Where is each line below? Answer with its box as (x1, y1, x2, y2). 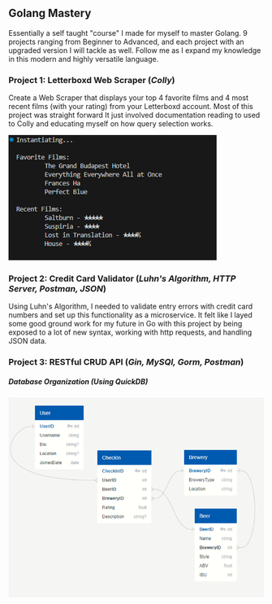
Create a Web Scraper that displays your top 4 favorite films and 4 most (8, 93, 249, 103)
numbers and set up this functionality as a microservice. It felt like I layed (8, 310, 253, 320)
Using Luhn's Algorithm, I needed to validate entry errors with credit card (8, 301, 253, 312)
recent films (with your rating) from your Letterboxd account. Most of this (8, 102, 253, 112)
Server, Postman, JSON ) (8, 283, 107, 295)
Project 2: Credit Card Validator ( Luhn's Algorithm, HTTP (8, 273, 236, 284)
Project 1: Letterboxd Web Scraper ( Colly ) (8, 74, 175, 85)
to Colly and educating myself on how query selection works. (8, 119, 214, 129)
